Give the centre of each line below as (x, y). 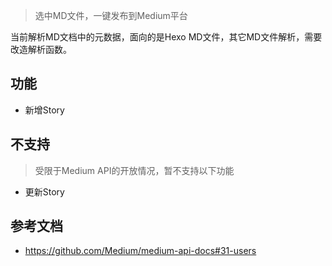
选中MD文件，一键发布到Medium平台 (111, 15)
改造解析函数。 (41, 49)
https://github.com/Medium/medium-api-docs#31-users (140, 251)
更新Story (44, 191)
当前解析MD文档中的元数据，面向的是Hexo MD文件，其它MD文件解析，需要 (166, 37)
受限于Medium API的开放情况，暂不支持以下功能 (134, 170)
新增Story (44, 110)
